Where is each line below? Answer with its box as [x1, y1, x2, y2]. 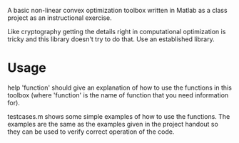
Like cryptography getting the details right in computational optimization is [7, 28, 226, 36]
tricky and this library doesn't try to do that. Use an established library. [7, 35, 215, 43]
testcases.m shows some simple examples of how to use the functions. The [7, 112, 230, 120]
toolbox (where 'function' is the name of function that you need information [7, 90, 229, 99]
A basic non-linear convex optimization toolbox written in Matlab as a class [7, 6, 228, 14]
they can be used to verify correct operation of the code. [7, 127, 175, 136]
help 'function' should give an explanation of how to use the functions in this [7, 83, 232, 92]
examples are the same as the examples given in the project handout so [7, 120, 219, 128]
